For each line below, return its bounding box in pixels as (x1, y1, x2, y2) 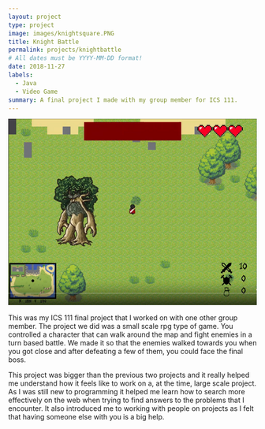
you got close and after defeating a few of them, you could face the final (8, 347, 243, 356)
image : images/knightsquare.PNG (8, 29, 114, 37)
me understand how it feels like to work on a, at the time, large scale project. (8, 379, 257, 388)
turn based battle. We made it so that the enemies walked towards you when (8, 338, 257, 348)
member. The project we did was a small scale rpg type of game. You (8, 322, 234, 331)
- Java (15, 79, 37, 87)
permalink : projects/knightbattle (8, 46, 122, 54)
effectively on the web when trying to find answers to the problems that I (8, 395, 244, 405)
